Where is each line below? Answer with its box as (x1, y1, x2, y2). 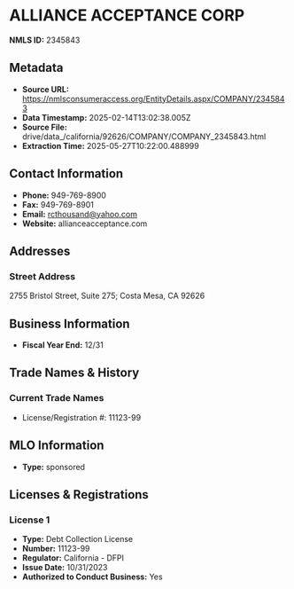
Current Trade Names (9, 392, 104, 404)
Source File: (21, 122, 68, 132)
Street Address (9, 270, 76, 282)
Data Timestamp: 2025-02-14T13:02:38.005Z (21, 112, 191, 122)
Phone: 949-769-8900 (21, 190, 106, 200)
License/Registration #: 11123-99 (21, 412, 142, 422)
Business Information (9, 316, 130, 331)
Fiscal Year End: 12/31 (21, 340, 104, 350)
